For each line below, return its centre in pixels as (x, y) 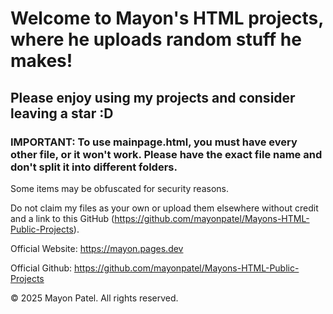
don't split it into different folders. (94, 167)
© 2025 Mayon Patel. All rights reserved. (94, 298)
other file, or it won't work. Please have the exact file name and (166, 154)
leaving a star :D (62, 113)
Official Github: (41, 268)
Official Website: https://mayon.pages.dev (97, 248)
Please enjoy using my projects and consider (153, 97)
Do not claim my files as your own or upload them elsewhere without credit (164, 208)
